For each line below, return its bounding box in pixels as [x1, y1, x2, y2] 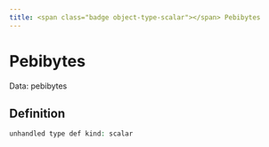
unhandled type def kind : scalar [9, 129, 134, 138]
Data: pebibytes [9, 81, 68, 91]
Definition [9, 105, 65, 120]
